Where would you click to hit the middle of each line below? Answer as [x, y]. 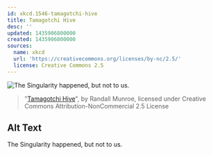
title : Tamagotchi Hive [42, 20]
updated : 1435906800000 [42, 33]
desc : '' [20, 26]
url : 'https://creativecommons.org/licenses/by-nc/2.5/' [97, 59]
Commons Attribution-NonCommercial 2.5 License [96, 106]
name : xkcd [29, 53]
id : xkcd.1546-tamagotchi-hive [52, 14]
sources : [20, 46]
